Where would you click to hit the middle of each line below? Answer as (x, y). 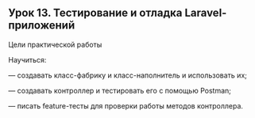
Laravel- (206, 13)
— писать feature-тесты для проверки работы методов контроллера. (126, 105)
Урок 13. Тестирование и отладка (95, 13)
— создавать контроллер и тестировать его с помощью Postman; (120, 90)
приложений (42, 26)
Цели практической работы (55, 44)
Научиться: (27, 59)
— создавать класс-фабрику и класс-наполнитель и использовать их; (128, 75)
